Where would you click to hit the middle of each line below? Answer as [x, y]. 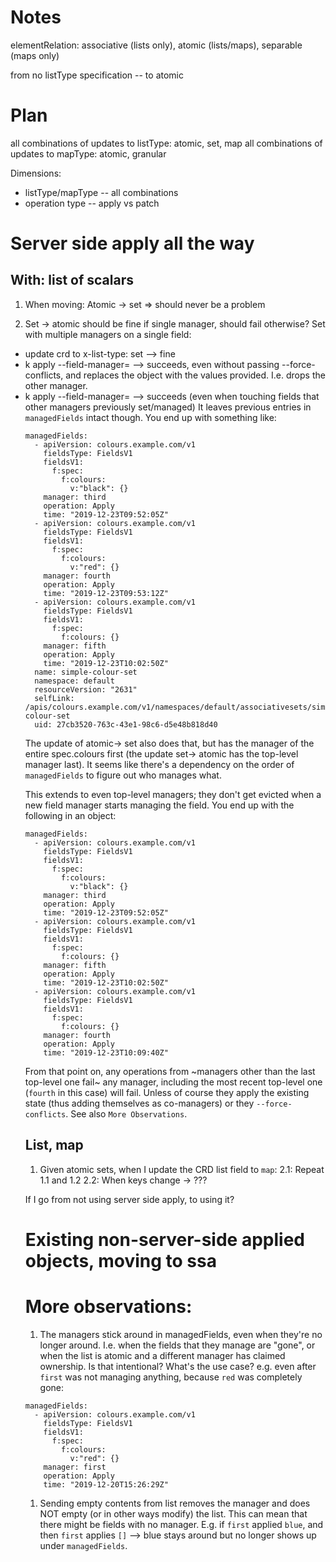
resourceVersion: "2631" [86, 689]
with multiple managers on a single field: [108, 334]
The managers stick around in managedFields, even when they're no [181, 1334]
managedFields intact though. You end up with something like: [150, 417]
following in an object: [70, 815]
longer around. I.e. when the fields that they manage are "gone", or [177, 1345]
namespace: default [74, 681]
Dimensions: [36, 173]
